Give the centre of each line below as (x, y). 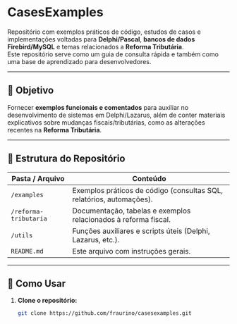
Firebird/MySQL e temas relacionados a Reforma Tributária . (96, 46)
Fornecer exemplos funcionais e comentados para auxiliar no (98, 107)
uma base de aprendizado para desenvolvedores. (79, 61)
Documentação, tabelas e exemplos (132, 211)
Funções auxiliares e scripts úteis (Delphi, (141, 231)
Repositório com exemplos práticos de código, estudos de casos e (104, 32)
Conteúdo (149, 178)
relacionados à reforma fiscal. (121, 219)
